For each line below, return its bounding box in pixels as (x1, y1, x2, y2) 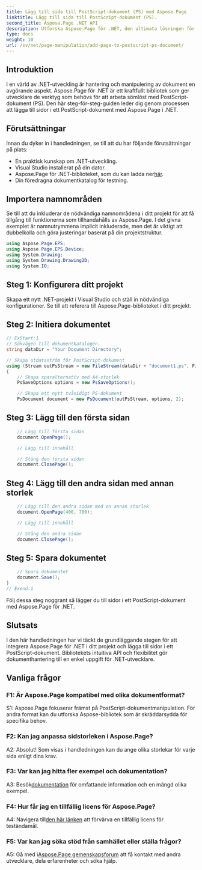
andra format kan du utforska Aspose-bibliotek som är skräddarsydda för (6, 711, 188, 718)
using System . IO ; (6, 263, 50, 269)
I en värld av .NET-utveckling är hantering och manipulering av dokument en (6, 81, 195, 88)
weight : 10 (6, 37, 34, 43)
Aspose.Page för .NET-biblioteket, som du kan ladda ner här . (14, 170, 164, 177)
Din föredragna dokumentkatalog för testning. (14, 177, 129, 184)
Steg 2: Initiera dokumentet (6, 319, 111, 329)
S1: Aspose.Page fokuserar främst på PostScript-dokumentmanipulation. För (6, 704, 195, 712)
